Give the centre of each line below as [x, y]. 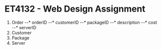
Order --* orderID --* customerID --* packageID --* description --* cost [84, 22]
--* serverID [24, 27]
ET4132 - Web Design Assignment [75, 9]
